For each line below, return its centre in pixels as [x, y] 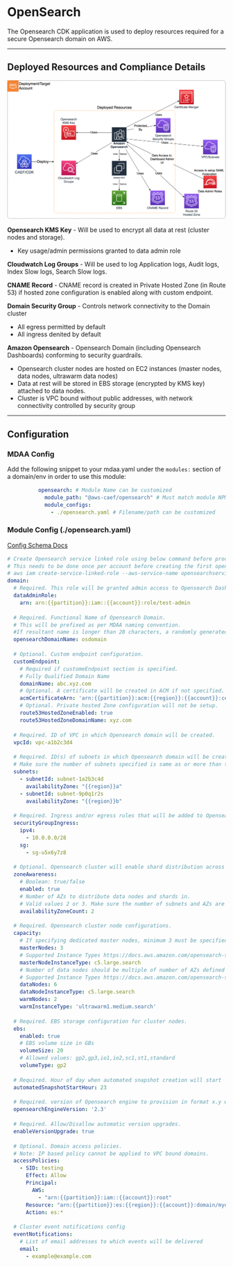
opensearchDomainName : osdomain [60, 640]
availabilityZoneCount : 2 [57, 911]
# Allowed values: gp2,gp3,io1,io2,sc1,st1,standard [97, 1058]
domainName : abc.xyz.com [55, 684]
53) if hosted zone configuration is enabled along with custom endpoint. [110, 292]
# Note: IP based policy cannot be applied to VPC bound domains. [111, 1154]
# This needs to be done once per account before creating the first [110, 566]
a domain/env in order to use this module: [67, 476]
